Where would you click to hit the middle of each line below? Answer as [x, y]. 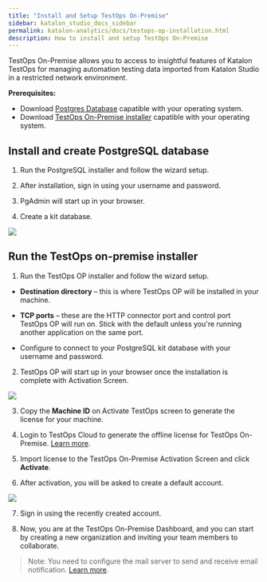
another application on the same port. [82, 332]
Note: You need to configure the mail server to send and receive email [143, 561]
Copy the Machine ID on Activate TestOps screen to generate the [127, 411]
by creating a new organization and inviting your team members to [129, 537]
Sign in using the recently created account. [90, 513]
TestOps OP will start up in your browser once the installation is [124, 372]
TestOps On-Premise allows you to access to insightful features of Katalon [130, 61]
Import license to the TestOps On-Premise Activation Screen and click [135, 458]
